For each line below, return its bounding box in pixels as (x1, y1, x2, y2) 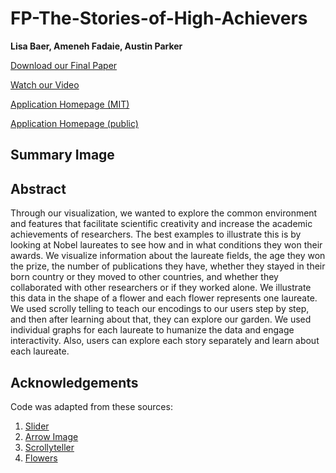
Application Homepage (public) (10, 117, 139, 129)
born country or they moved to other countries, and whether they (10, 271, 279, 283)
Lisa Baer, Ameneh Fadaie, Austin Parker (10, 40, 183, 52)
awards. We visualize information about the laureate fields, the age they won (10, 250, 326, 262)
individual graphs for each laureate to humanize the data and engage (10, 324, 295, 336)
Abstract (10, 180, 67, 197)
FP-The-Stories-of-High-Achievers (10, 7, 308, 30)
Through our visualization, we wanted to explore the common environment (10, 207, 318, 219)
